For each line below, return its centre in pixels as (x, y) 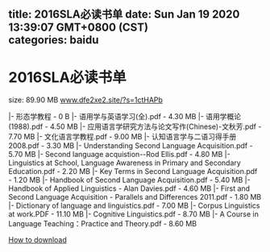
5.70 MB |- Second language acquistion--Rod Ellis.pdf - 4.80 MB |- (120, 155)
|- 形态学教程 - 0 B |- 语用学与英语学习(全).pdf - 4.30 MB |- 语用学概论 (125, 117)
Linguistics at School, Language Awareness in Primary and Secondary (125, 163)
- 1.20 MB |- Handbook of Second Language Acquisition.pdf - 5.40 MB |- (130, 180)
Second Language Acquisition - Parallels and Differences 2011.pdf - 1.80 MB (135, 197)
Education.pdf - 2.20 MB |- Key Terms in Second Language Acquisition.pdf (133, 171)
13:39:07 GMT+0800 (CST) (79, 28)
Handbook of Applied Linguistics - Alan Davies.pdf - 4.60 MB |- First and (129, 188)
